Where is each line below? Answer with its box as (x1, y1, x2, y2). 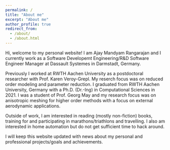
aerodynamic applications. (5, 103, 61, 109)
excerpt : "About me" (5, 17, 49, 22)
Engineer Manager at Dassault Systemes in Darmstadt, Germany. (5, 61, 141, 67)
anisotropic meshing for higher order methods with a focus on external (5, 97, 153, 103)
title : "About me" (5, 12, 44, 17)
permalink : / (5, 7, 33, 13)
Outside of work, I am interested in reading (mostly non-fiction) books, (5, 112, 153, 118)
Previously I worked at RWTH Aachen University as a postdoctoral (5, 70, 144, 76)
